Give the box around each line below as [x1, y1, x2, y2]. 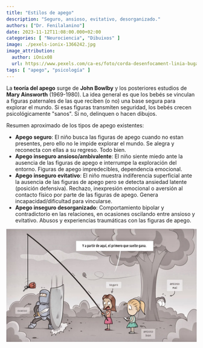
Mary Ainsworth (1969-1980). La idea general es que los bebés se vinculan [6, 90, 195, 98]
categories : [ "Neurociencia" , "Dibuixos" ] [6, 35, 120, 42]
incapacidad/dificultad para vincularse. [14, 197, 113, 204]
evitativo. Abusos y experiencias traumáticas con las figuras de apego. [14, 217, 192, 224]
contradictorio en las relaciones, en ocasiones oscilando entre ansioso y [14, 210, 195, 217]
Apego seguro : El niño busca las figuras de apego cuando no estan [14, 133, 184, 141]
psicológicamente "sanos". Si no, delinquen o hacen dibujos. [6, 110, 157, 117]
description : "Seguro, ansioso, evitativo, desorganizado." [6, 16, 161, 22]
